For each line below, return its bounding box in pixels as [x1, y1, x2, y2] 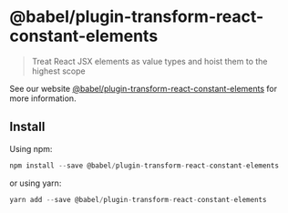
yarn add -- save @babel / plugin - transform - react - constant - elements [9, 195, 267, 204]
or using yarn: [9, 177, 62, 188]
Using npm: [9, 143, 53, 154]
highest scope [31, 66, 86, 76]
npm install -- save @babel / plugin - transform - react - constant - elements [9, 161, 280, 170]
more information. [9, 93, 77, 104]
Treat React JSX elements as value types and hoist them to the [31, 56, 268, 66]
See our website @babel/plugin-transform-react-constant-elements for [9, 83, 278, 94]
